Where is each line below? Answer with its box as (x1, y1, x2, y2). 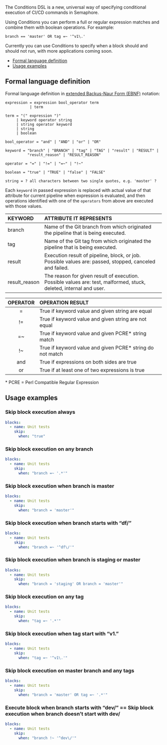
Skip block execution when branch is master (5, 482, 114, 489)
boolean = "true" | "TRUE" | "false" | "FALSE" (5, 170, 106, 175)
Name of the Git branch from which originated (44, 223, 152, 230)
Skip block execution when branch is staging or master (5, 557, 141, 563)
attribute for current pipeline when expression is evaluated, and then (5, 192, 146, 198)
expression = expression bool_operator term (5, 100, 99, 105)
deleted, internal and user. (44, 284, 105, 291)
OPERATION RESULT (39, 299, 89, 306)
